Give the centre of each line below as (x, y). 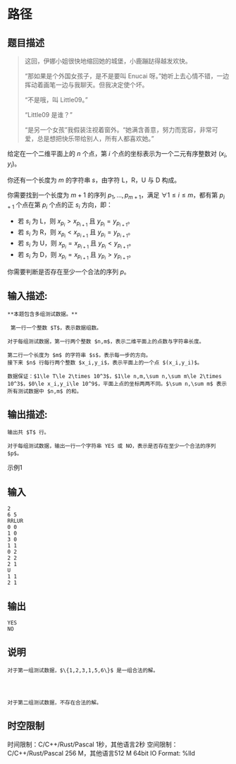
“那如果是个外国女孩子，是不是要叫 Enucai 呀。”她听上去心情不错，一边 (127, 76)
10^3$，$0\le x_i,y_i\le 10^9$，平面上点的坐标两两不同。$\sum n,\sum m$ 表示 (117, 384)
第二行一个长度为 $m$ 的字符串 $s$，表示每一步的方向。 (79, 355)
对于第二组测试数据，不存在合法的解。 (55, 703)
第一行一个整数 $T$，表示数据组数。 (56, 328)
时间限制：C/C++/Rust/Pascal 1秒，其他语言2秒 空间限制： (93, 744)
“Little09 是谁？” (48, 115)
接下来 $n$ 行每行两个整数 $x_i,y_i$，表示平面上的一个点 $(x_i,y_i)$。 (105, 363)
